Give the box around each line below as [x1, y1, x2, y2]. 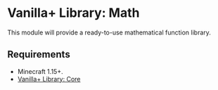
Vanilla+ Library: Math [7, 5, 140, 21]
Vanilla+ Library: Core [17, 75, 81, 83]
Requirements [7, 49, 70, 60]
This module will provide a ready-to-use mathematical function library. [7, 28, 211, 37]
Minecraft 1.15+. [17, 67, 63, 75]
